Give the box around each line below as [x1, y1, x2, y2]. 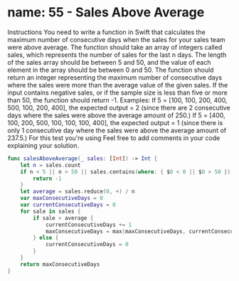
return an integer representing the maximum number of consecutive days [7, 73, 223, 82]
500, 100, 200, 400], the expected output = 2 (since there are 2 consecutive [7, 103, 230, 112]
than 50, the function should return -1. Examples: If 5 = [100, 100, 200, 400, [7, 95, 228, 104]
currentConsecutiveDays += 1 [45, 221, 132, 228]
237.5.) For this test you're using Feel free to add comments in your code [7, 133, 221, 142]
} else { [33, 234, 59, 242]
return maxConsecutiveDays [20, 260, 100, 267]
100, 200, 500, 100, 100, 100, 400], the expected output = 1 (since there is [7, 118, 223, 127]
